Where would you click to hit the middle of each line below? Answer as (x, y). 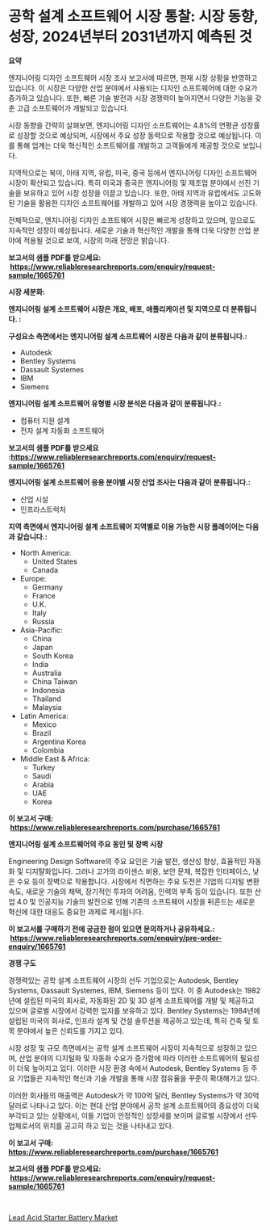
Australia (47, 673)
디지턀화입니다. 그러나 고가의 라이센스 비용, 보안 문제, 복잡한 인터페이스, (138, 871)
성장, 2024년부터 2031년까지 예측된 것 (130, 37)
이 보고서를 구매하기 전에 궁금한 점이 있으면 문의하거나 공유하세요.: (112, 929)
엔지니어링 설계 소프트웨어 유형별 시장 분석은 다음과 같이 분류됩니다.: (115, 403)
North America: (45, 552)
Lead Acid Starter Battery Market (63, 1217)
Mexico (44, 724)
